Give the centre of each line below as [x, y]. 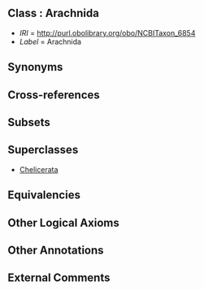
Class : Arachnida [53, 13]
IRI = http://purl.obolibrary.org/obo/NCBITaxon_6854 [107, 32]
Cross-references [54, 95]
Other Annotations [56, 250]
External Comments [59, 278]
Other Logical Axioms [63, 223]
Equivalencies [44, 195]
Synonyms [35, 67]
